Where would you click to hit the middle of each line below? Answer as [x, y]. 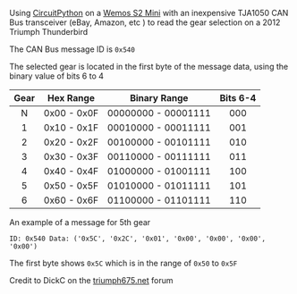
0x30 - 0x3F [71, 157]
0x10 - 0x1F [71, 127]
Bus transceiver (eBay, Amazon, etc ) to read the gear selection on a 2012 [145, 22]
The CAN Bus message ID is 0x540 [72, 49]
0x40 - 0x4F [71, 171]
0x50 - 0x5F [71, 185]
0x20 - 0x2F [71, 142]
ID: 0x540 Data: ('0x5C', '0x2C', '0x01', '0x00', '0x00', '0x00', [138, 239]
